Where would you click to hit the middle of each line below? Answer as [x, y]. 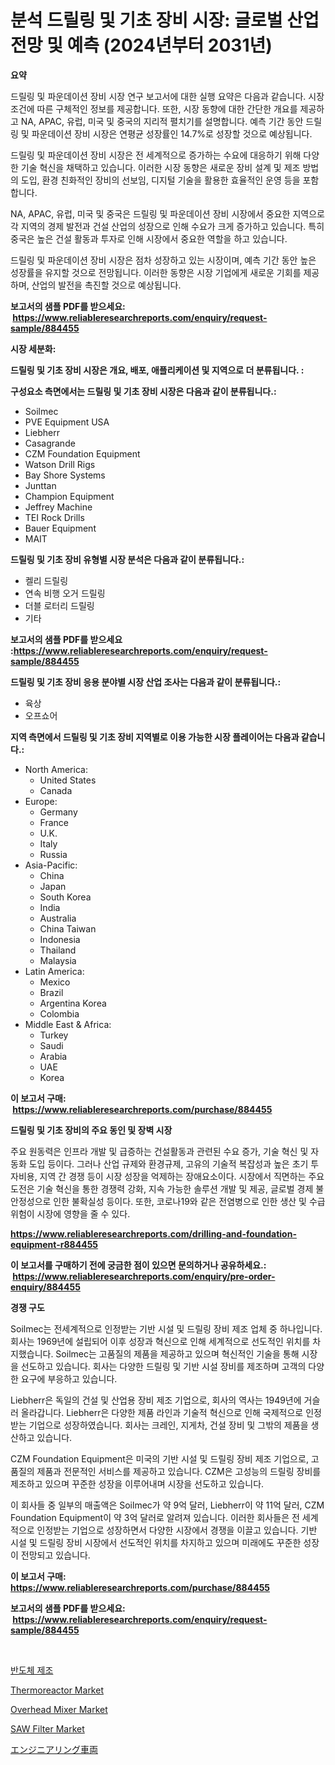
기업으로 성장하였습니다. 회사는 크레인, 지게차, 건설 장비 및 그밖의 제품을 [168, 1425]
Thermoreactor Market [57, 1690]
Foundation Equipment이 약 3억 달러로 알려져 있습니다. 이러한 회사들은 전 [155, 1517]
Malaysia [58, 960]
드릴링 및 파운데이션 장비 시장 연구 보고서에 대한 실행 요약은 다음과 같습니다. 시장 [167, 96]
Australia [58, 918]
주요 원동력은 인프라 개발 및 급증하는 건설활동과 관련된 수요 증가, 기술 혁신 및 [159, 1151]
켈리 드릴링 [46, 580]
